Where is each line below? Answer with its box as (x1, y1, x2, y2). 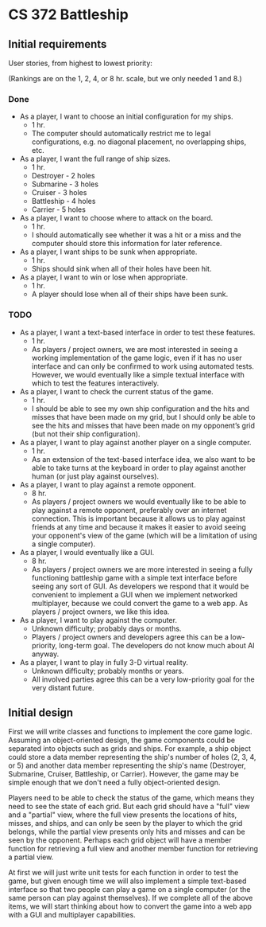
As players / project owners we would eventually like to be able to (31, 496, 247, 507)
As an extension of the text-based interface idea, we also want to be (31, 454, 256, 463)
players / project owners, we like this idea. (31, 607, 170, 616)
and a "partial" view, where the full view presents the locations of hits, (8, 810, 237, 819)
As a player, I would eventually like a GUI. (19, 547, 155, 557)
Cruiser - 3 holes (31, 188, 87, 198)
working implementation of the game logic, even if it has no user (31, 353, 242, 362)
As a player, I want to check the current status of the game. (19, 386, 214, 396)
